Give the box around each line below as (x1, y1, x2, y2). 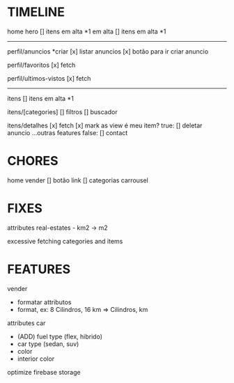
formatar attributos (17, 297, 72, 306)
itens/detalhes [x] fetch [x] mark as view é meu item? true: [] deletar (7, 121, 203, 130)
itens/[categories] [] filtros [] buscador (7, 107, 118, 116)
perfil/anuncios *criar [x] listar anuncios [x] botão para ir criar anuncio (7, 47, 209, 56)
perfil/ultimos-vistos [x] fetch (7, 74, 91, 82)
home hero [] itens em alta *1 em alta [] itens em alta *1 (7, 27, 166, 36)
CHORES (7, 153, 58, 169)
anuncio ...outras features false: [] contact (7, 128, 128, 136)
